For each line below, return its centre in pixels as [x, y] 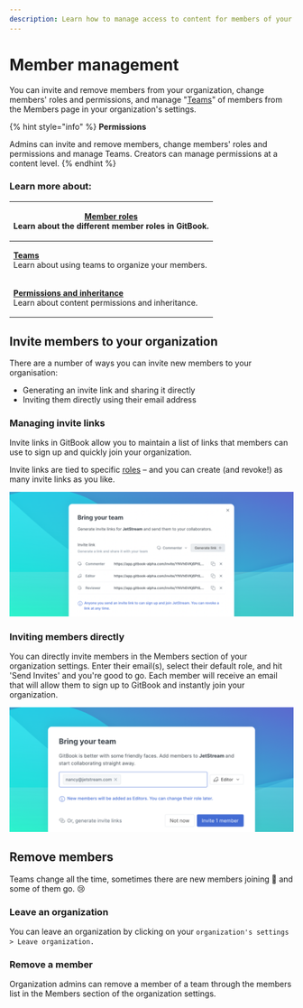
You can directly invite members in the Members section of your [129, 657]
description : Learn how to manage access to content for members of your [151, 19]
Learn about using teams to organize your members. [110, 264]
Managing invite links [57, 423]
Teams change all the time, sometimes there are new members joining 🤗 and [151, 879]
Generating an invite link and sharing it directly [109, 390]
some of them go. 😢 [47, 888]
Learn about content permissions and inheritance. [106, 302]
